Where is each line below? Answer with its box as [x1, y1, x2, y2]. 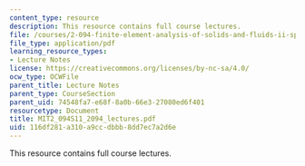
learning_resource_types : [9, 47, 107, 56]
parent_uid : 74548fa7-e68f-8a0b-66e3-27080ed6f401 [9, 97, 205, 107]
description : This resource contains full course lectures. [9, 22, 242, 31]
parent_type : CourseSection [9, 89, 116, 98]
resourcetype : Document [9, 106, 100, 115]
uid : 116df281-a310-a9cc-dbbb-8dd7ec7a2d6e [9, 123, 177, 132]
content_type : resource [9, 13, 100, 23]
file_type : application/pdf [9, 38, 116, 48]
